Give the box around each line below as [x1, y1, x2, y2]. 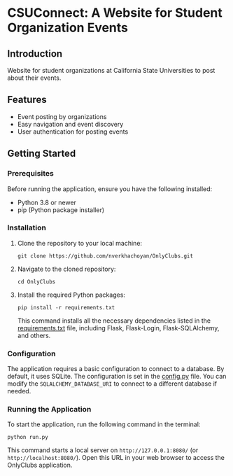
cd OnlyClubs [17, 278, 56, 285]
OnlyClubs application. [7, 461, 73, 470]
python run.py [7, 434, 49, 441]
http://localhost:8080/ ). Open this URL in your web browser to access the [7, 454, 225, 462]
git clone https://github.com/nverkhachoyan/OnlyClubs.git [17, 252, 194, 260]
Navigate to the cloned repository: [17, 265, 116, 273]
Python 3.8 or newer [17, 198, 77, 206]
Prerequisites [7, 169, 54, 178]
